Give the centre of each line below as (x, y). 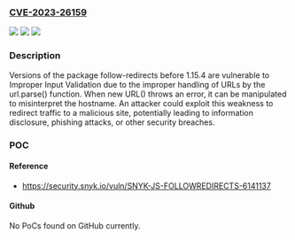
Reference (29, 166)
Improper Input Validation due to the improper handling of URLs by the (137, 84)
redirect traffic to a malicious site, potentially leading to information (132, 112)
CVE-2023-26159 (48, 12)
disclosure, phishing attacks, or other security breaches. (112, 122)
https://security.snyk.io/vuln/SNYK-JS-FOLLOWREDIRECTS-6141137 (147, 186)
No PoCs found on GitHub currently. (75, 225)
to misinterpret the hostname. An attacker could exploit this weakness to (141, 103)
